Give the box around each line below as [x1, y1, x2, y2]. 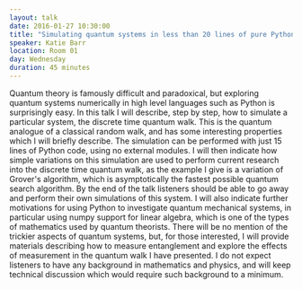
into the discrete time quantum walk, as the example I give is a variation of [9, 163, 284, 175]
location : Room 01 [9, 47, 78, 56]
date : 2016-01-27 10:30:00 [9, 22, 111, 31]
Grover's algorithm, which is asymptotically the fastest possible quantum [9, 173, 279, 184]
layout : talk [9, 13, 58, 22]
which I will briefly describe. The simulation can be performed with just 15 [9, 136, 282, 146]
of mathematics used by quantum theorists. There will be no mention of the [9, 221, 289, 232]
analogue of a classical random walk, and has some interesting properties [9, 126, 283, 136]
